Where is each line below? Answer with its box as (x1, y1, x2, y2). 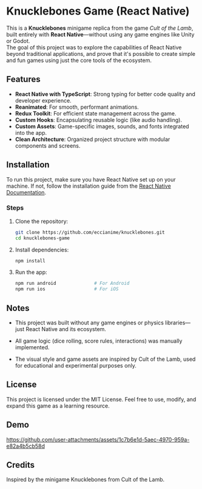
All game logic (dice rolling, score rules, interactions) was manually (15, 337, 183, 344)
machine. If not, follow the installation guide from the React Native (6, 182, 171, 190)
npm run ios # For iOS (15, 286, 119, 292)
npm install (15, 258, 45, 264)
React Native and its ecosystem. (25, 326, 106, 333)
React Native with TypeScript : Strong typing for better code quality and (15, 90, 196, 98)
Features (6, 74, 41, 84)
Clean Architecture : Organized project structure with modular (15, 135, 170, 143)
